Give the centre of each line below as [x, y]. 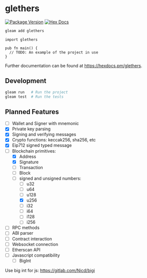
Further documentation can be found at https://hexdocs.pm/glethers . [74, 66]
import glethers [21, 39]
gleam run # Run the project [37, 92]
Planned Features [32, 112]
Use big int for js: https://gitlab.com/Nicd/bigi [50, 270]
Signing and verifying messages [44, 135]
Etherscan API [26, 250]
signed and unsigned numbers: [50, 178]
